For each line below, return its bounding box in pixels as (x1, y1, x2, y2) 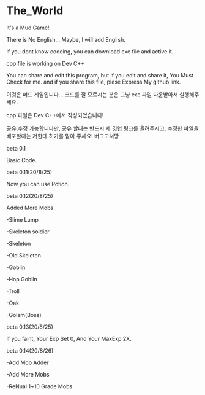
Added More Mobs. (6, 204, 55, 211)
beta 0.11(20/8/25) (6, 168, 53, 176)
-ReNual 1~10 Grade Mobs (6, 382, 73, 390)
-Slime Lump (6, 216, 39, 223)
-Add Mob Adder (6, 359, 49, 366)
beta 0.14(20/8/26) (6, 346, 54, 354)
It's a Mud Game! (6, 24, 50, 31)
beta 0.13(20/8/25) (6, 323, 54, 330)
